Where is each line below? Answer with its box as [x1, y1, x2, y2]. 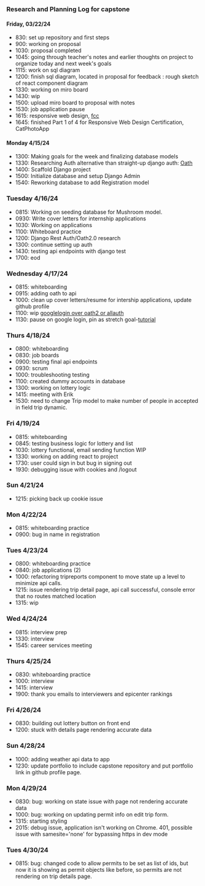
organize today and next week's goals [15, 60, 112, 68]
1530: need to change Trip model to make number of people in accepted [15, 397, 198, 405]
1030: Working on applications [15, 221, 93, 228]
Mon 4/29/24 [6, 783, 47, 792]
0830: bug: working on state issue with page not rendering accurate [15, 798, 188, 805]
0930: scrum [15, 365, 48, 372]
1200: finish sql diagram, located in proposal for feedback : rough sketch [15, 73, 199, 80]
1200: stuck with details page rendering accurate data [15, 726, 152, 734]
